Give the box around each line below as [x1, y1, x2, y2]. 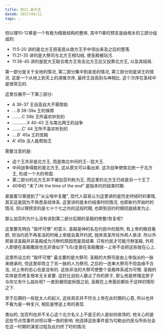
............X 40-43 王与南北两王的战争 [12, 120, 83, 126]
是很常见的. [5, 81, 28, 87]
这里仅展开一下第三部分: [5, 91, 53, 97]
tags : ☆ [5, 16, 21, 21]
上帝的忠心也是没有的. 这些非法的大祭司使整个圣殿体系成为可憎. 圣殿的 [15, 267, 156, 272]
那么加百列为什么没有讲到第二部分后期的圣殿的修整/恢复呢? [5, 216, 123, 221]
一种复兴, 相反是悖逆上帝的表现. [21, 301, 86, 307]
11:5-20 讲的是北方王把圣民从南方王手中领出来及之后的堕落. [12, 47, 131, 52]
